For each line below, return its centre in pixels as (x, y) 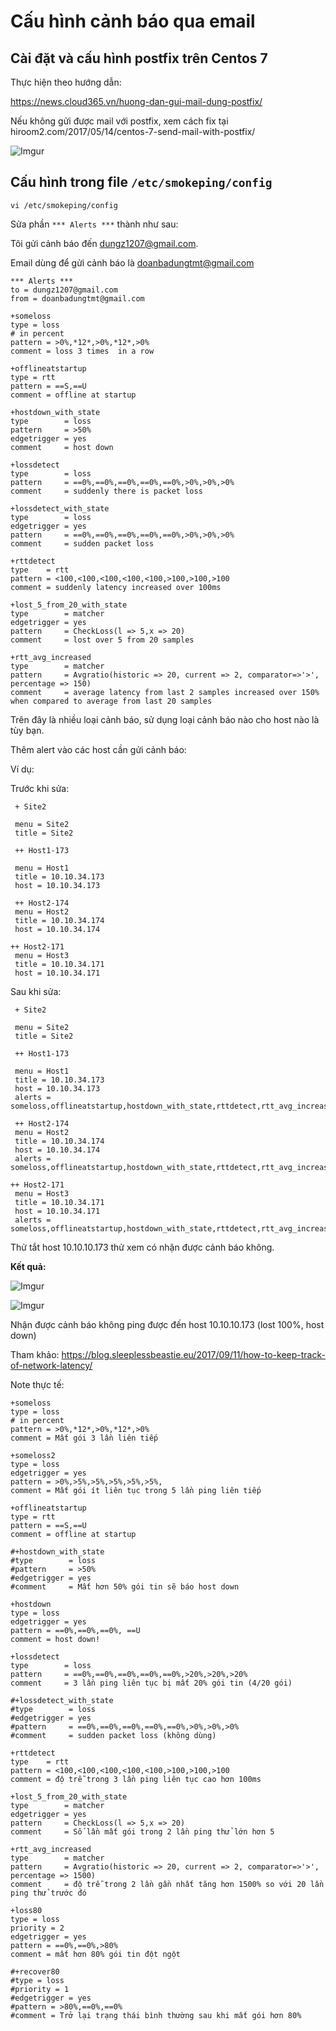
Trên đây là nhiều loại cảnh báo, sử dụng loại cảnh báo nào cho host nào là (165, 719)
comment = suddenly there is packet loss (106, 491)
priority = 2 (37, 1928)
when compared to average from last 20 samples (111, 701)
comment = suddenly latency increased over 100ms (116, 587)
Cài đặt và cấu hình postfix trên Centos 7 (139, 58)
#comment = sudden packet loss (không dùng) (113, 1735)
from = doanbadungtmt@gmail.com (77, 298)
